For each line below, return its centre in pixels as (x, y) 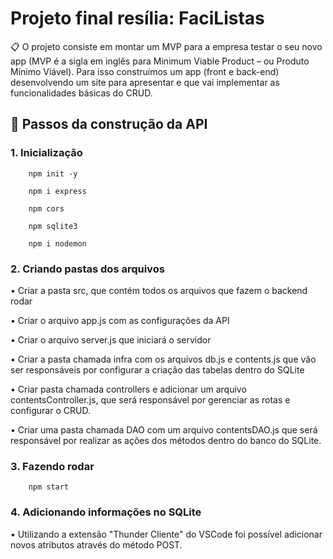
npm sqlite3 (53, 226)
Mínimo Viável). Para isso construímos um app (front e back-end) (145, 71)
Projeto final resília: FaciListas (137, 18)
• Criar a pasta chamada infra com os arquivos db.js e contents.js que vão (163, 359)
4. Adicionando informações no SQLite (106, 512)
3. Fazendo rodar (52, 466)
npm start (49, 487)
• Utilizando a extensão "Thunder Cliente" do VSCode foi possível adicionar (166, 534)
